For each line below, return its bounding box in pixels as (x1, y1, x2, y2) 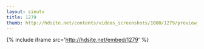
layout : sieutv (6, 8, 45, 15)
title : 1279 (6, 14, 36, 20)
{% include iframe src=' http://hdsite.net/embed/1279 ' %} (6, 36, 149, 44)
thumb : (6, 20, 23, 26)
